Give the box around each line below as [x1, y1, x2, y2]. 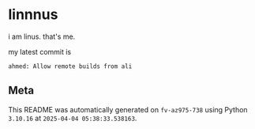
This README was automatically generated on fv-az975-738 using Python [8, 104, 248, 114]
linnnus [8, 6, 58, 24]
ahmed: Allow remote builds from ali [8, 62, 133, 70]
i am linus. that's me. [8, 32, 76, 41]
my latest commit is [8, 47, 72, 56]
